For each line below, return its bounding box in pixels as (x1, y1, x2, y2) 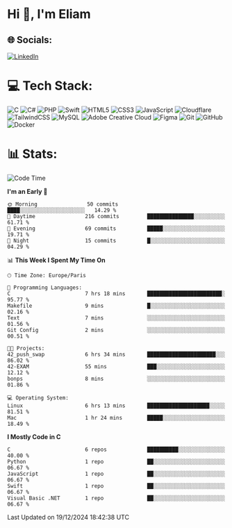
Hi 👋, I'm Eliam (7, 6, 92, 22)
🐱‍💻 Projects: (7, 345, 45, 352)
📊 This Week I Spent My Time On (7, 256, 106, 264)
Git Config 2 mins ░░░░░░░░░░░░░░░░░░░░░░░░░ (7, 327, 226, 333)
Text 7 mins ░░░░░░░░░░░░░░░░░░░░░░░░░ (7, 314, 226, 322)
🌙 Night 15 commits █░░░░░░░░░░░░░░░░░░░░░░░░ (7, 237, 226, 244)
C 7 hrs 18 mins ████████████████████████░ (7, 290, 226, 297)
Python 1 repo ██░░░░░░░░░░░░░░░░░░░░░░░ (7, 458, 226, 465)
